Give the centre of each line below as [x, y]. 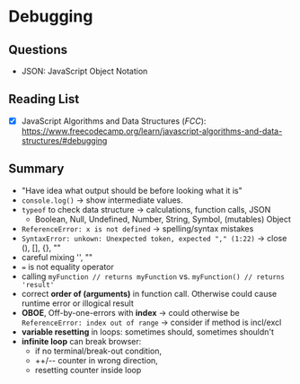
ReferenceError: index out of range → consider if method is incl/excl [151, 322]
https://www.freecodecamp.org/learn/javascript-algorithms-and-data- [152, 131]
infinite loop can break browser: [81, 341]
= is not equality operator [67, 266]
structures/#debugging [64, 140]
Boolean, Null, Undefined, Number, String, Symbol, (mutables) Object [163, 219]
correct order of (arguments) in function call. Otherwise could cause [149, 293]
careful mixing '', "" [57, 257]
